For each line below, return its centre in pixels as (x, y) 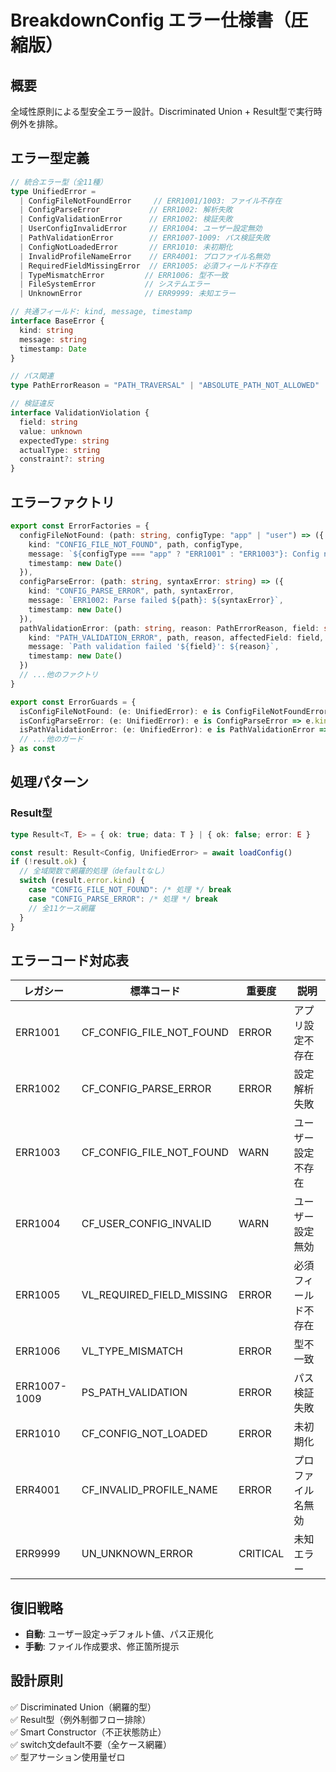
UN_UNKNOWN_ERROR (137, 1554)
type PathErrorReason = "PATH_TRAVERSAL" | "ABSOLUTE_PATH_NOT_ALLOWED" (165, 386)
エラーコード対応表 (69, 960)
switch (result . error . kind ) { (82, 881)
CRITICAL (261, 1554)
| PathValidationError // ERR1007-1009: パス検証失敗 (144, 238)
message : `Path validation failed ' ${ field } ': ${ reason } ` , (154, 647)
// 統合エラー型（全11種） (59, 182)
